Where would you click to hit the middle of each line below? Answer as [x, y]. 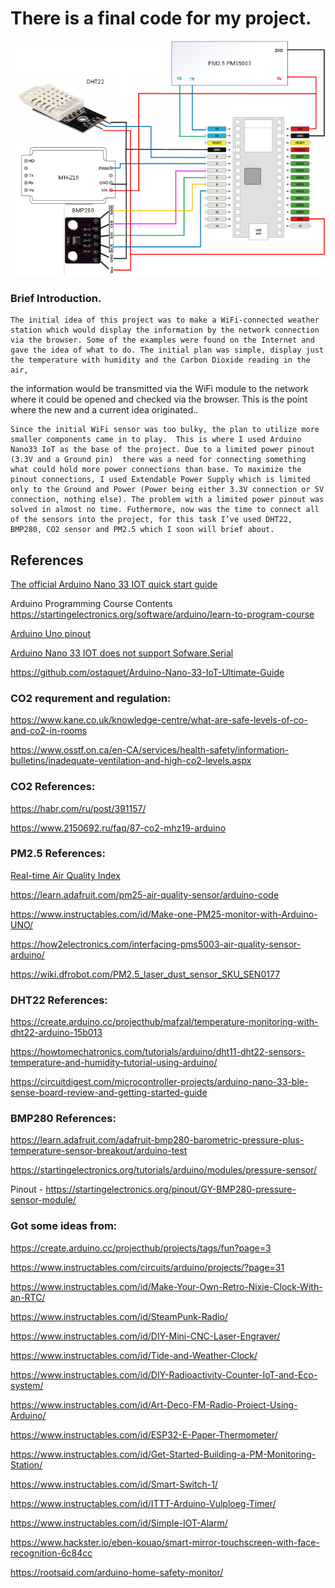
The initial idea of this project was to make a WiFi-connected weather [165, 320]
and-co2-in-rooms [49, 731]
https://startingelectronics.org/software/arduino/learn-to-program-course [162, 614]
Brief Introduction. [56, 298]
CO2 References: [53, 787]
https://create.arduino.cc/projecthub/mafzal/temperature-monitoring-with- [164, 1022]
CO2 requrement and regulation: [91, 698]
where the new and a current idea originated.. [104, 410]
